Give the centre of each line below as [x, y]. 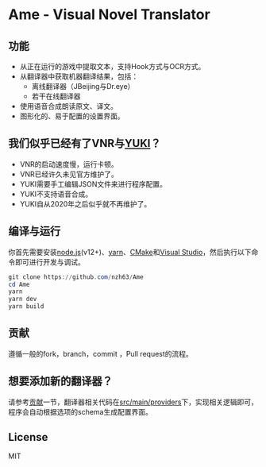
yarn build [26, 307]
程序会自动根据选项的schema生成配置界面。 [80, 411]
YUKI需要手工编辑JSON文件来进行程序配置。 [93, 183]
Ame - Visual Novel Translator [109, 15]
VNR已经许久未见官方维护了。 [69, 174]
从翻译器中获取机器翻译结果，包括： [79, 76]
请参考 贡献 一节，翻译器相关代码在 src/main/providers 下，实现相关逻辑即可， [133, 402]
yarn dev [23, 299]
